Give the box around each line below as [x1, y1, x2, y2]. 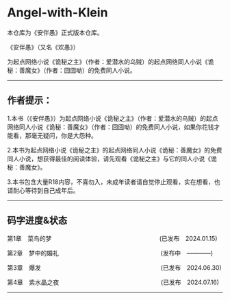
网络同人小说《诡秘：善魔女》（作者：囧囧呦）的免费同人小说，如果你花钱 [7, 122, 214, 131]
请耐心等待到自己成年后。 [7, 186, 79, 194]
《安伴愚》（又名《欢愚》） [7, 43, 79, 51]
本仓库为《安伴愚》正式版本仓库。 [7, 28, 103, 36]
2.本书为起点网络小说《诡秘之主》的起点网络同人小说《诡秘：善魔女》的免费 [7, 146, 222, 154]
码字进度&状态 [7, 215, 68, 227]
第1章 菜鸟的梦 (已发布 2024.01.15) [7, 234, 218, 242]
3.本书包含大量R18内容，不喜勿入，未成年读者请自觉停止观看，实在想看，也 [7, 177, 220, 186]
